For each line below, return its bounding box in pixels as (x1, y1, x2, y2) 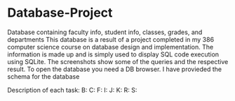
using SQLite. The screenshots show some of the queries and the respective (7, 57, 229, 65)
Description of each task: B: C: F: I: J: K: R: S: (7, 86, 137, 94)
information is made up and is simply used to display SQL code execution (7, 50, 220, 59)
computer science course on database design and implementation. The (7, 42, 214, 51)
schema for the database (7, 72, 80, 81)
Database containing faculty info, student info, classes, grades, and (7, 28, 203, 36)
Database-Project (7, 5, 113, 21)
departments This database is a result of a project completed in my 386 (7, 35, 215, 43)
